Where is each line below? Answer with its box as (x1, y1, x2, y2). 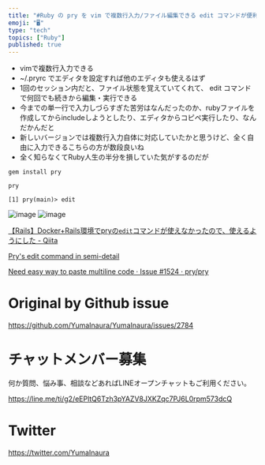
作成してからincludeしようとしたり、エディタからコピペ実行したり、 (19, 113, 243, 122)
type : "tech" (8, 26, 51, 34)
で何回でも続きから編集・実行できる (19, 93, 138, 103)
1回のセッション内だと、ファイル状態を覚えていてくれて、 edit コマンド (19, 84, 252, 93)
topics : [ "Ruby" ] (8, 33, 65, 42)
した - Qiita (21, 236, 58, 246)
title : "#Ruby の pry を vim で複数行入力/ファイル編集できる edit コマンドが (8, 11, 247, 20)
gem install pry (8, 168, 62, 176)
